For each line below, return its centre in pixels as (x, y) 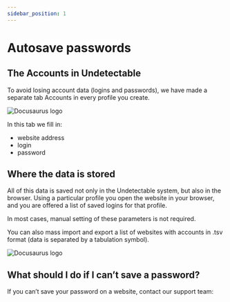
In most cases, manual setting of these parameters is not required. (102, 219)
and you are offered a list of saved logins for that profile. (87, 206)
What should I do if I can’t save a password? (104, 275)
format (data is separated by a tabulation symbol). (78, 240)
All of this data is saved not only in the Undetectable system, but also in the (114, 190)
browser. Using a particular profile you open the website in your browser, (111, 198)
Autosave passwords (69, 47)
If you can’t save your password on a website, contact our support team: (111, 292)
